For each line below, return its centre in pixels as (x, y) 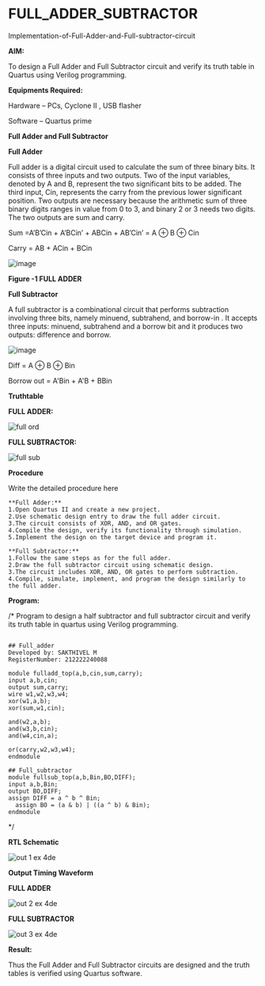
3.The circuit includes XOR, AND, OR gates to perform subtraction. (123, 572)
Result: (20, 949)
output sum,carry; (38, 687)
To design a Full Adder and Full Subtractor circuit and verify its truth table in (131, 66)
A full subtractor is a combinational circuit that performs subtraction (119, 309)
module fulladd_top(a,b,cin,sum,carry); (76, 673)
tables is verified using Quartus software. (75, 973)
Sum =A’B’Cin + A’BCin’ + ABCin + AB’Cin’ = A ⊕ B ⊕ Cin (104, 232)
